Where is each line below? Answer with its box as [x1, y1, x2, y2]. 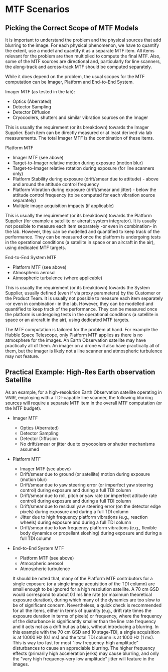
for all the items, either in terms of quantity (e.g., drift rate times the [12, 607, 152, 614]
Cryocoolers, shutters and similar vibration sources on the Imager [12, 114, 148, 120]
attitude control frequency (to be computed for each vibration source [12, 192, 155, 198]
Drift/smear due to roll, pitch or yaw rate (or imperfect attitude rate [20, 493, 157, 499]
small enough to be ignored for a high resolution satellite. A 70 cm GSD [12, 586, 159, 592]
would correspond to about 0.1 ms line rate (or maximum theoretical [12, 591, 152, 597]
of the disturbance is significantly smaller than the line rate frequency [12, 618, 156, 624]
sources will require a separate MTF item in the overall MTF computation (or [5, 400, 162, 406]
